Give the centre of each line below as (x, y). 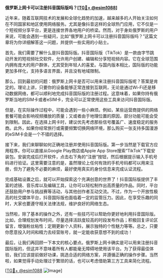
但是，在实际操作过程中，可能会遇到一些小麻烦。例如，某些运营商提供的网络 (81, 110)
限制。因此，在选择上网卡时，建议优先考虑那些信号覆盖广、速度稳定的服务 (83, 122)
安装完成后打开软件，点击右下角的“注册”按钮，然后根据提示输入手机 (86, 157)
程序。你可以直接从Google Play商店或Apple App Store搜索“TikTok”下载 (80, 151)
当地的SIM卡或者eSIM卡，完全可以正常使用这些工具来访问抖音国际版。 (84, 100)
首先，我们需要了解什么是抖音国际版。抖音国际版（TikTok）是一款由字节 (78, 53)
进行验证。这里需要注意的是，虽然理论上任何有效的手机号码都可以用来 (79, 163)
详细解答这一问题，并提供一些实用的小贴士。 (66, 42)
